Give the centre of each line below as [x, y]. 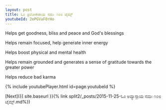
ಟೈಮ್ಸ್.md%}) [18, 102]
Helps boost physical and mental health [45, 52]
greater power [20, 67]
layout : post [19, 10]
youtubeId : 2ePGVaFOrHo [30, 19]
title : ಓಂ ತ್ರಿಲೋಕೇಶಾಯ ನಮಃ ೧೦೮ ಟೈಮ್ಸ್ [39, 14]
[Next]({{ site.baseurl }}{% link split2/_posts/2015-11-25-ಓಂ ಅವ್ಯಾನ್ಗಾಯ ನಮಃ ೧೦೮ [83, 96]
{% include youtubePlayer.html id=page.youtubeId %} [60, 87]
